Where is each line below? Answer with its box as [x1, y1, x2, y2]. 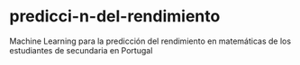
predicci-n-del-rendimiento [9, 6, 221, 27]
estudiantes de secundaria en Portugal [9, 45, 153, 55]
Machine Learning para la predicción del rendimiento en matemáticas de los [9, 36, 291, 46]
